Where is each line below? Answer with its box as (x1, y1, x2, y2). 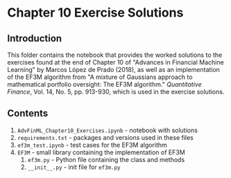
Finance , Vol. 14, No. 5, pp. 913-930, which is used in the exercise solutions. (7, 88, 225, 96)
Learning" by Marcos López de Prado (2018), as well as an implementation (7, 66, 221, 73)
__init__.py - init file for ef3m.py (27, 163, 121, 171)
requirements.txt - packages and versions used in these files (17, 133, 194, 141)
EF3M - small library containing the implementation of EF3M (17, 148, 185, 157)
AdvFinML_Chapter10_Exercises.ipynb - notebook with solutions (17, 126, 198, 134)
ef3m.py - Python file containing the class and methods (27, 155, 185, 163)
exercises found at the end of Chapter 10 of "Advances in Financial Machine (7, 58, 224, 66)
